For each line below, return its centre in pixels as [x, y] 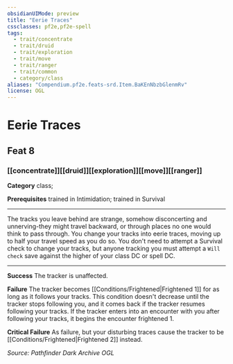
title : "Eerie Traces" [40, 20]
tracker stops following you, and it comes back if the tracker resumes [106, 304]
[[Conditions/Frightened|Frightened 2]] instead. [75, 339]
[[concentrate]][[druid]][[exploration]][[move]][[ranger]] [105, 171]
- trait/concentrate [43, 40]
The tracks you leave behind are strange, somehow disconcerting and [107, 219]
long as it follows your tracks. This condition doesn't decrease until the [108, 296]
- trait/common [35, 71]
